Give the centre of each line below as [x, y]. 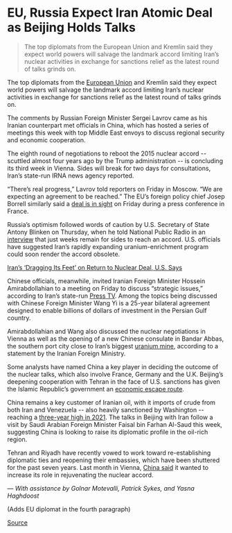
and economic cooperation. [46, 139]
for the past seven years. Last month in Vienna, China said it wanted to [108, 467]
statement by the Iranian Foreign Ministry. [66, 353]
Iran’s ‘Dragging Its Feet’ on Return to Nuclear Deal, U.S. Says [95, 267]
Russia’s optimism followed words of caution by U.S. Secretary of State [108, 224]
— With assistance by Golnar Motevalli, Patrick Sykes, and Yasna [101, 488]
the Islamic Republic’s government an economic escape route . [96, 389]
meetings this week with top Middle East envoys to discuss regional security [116, 133]
